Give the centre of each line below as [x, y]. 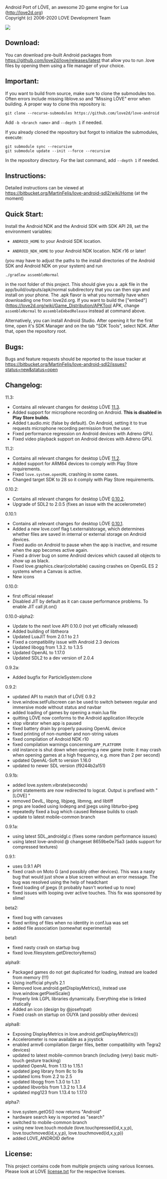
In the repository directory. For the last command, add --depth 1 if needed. [82, 160]
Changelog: [24, 385]
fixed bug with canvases [38, 917]
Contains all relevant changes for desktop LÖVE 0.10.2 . [69, 499]
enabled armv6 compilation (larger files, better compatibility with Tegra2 [86, 1045]
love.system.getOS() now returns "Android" [57, 1112]
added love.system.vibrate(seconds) [50, 785]
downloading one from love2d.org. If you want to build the [65, 300]
